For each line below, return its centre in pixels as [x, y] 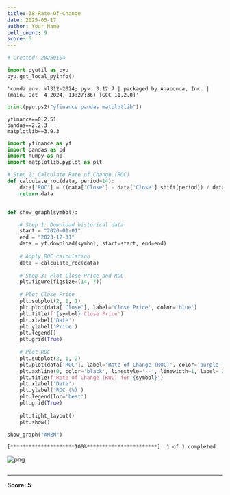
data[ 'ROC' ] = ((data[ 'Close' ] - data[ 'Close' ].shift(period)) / [115, 187]
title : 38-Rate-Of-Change [44, 13]
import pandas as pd [37, 149]
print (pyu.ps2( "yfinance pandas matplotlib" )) [75, 107]
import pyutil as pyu [38, 70]
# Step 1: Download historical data [72, 225]
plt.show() [35, 422]
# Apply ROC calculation [55, 256]
